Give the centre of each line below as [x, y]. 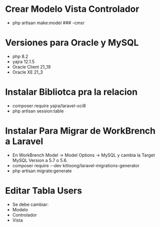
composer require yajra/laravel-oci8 [49, 106]
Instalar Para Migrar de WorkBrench [80, 131]
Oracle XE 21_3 [27, 72]
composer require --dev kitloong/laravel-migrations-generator [76, 165]
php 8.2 [20, 56]
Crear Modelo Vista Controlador [72, 9]
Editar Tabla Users [44, 190]
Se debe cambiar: [30, 204]
